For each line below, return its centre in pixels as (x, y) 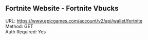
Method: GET (19, 26)
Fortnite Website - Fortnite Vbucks (62, 8)
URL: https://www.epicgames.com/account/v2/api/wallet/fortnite (74, 21)
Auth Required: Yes (26, 32)
